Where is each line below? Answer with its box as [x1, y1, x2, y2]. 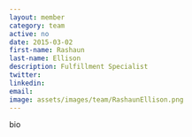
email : [9, 87, 34, 95]
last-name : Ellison [9, 54, 81, 63]
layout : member [9, 12, 65, 22]
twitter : [9, 71, 42, 80]
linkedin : [9, 79, 46, 88]
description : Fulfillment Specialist [9, 63, 149, 72]
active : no [9, 29, 50, 38]
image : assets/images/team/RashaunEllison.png [9, 95, 184, 104]
